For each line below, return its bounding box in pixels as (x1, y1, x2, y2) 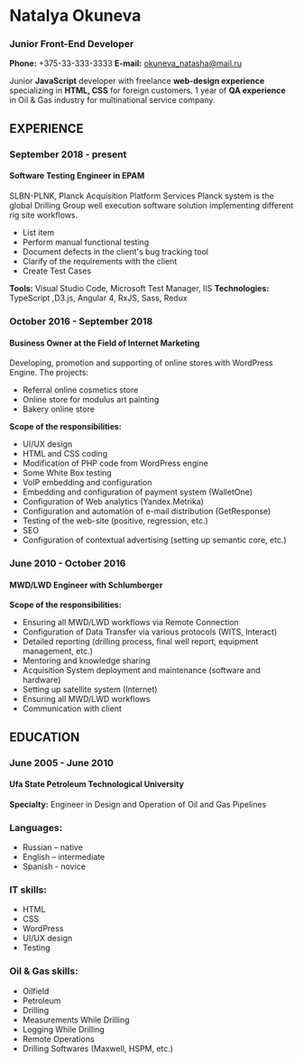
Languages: (9, 821, 63, 834)
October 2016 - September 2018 (9, 315, 153, 328)
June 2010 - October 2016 (9, 557, 126, 569)
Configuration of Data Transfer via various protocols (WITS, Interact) (22, 626, 278, 637)
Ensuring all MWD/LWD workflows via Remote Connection (22, 617, 239, 628)
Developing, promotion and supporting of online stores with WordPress (9, 357, 273, 368)
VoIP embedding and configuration (22, 477, 152, 488)
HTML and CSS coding (22, 448, 108, 459)
